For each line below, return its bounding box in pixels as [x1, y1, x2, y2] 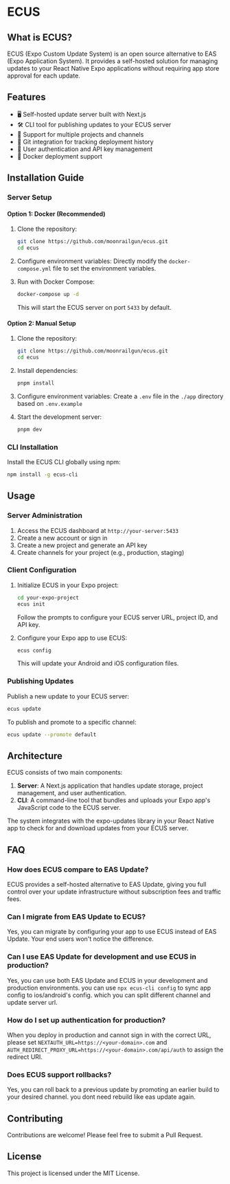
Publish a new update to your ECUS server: [7, 692, 129, 701]
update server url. [7, 998, 58, 1006]
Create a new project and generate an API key [16, 540, 148, 549]
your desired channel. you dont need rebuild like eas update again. [7, 1093, 196, 1101]
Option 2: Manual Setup [7, 319, 76, 327]
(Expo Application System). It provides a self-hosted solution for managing [7, 57, 218, 65]
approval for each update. [7, 71, 80, 80]
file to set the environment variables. [52, 264, 157, 273]
